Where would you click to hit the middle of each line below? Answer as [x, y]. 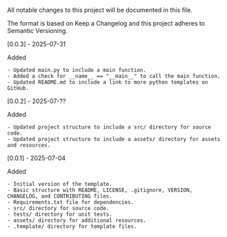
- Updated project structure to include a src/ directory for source [109, 127]
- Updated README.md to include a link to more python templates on [108, 82]
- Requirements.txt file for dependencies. [71, 202]
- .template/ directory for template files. [72, 227]
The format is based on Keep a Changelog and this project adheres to [106, 23]
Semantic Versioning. [37, 31]
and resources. [29, 145]
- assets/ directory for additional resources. [77, 220]
